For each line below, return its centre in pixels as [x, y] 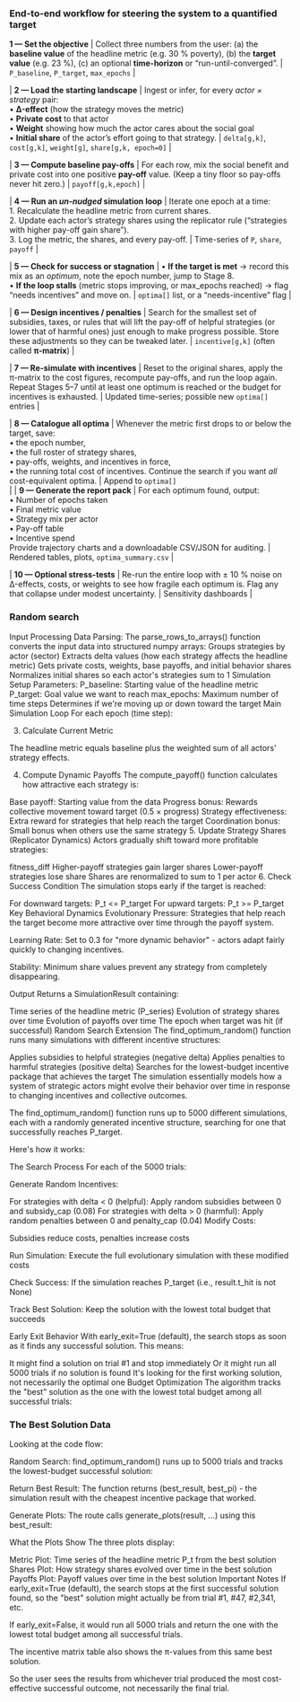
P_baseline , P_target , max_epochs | [73, 73]
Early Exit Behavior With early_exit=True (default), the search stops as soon [148, 1336]
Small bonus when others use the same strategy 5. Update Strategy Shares [148, 830]
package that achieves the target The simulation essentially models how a [146, 1076]
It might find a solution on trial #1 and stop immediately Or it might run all [143, 1362]
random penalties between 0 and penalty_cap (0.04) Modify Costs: [133, 1221]
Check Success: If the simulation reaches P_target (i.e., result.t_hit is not [142, 1282]
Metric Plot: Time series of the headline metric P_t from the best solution [143, 1559]
